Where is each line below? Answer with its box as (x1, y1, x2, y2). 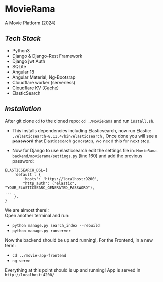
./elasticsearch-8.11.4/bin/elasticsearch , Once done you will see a (12, 133, 158, 139)
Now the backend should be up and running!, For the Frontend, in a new (5, 237, 153, 243)
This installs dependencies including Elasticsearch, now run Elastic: (12, 127, 151, 133)
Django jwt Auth (12, 58, 46, 64)
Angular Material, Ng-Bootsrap (12, 74, 76, 80)
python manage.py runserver (12, 228, 71, 233)
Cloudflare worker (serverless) (12, 79, 76, 85)
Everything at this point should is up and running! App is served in (5, 267, 141, 273)
